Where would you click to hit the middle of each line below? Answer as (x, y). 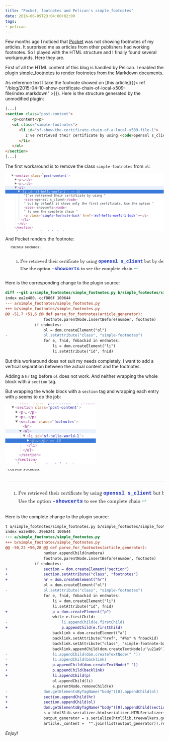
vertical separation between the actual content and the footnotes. (73, 366)
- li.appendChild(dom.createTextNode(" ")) (73, 654)
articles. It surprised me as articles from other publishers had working (77, 47)
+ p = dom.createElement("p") (58, 612)
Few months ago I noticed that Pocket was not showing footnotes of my (79, 42)
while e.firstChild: (74, 617)
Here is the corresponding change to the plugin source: (63, 283)
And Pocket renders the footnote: (40, 239)
